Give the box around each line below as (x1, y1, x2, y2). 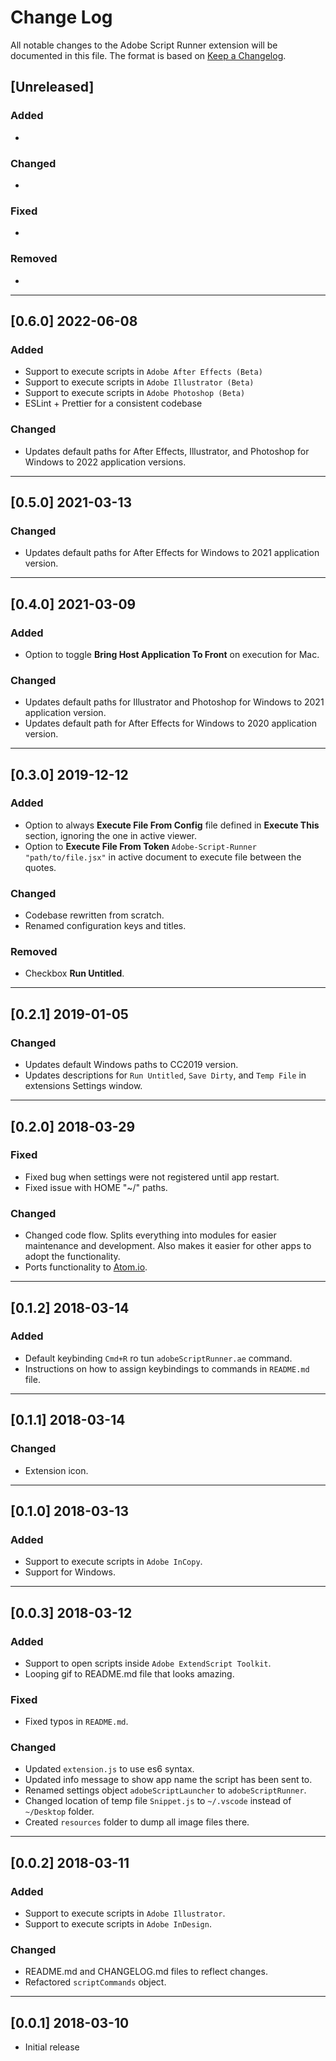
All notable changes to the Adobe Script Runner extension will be (10, 39, 278, 51)
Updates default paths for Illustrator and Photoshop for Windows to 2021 (24, 696, 325, 708)
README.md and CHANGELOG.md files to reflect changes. (24, 1966, 268, 1978)
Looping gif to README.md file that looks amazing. (24, 1667, 235, 1680)
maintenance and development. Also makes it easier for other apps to (24, 1240, 312, 1252)
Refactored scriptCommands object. (24, 1976, 167, 1988)
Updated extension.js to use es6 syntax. (24, 1763, 195, 1775)
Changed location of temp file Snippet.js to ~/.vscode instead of (24, 1795, 292, 1807)
